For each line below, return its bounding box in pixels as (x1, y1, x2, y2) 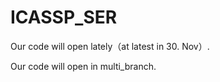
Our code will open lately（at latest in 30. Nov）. (10, 40, 210, 52)
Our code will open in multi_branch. (10, 60, 157, 72)
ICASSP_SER (10, 6, 118, 29)
